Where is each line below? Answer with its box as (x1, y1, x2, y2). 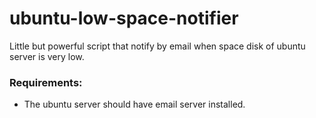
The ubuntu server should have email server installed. (23, 98, 246, 111)
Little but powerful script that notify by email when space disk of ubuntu (9, 40, 306, 52)
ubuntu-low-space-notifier (9, 7, 239, 30)
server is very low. (9, 50, 85, 62)
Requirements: (9, 75, 83, 89)
